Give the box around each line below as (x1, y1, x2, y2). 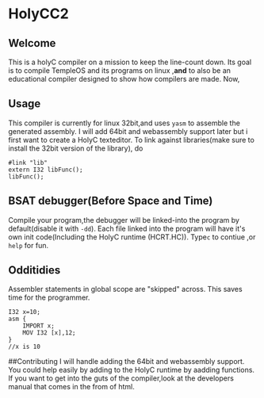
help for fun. (8, 240, 49, 250)
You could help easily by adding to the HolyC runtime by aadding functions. (8, 365, 255, 375)
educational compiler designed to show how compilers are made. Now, (8, 75, 240, 83)
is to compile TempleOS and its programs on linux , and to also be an (8, 66, 231, 75)
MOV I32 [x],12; (22, 329, 77, 337)
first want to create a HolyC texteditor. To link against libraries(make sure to (8, 135, 255, 144)
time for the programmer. (8, 293, 90, 302)
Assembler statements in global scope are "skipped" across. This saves (8, 285, 243, 294)
